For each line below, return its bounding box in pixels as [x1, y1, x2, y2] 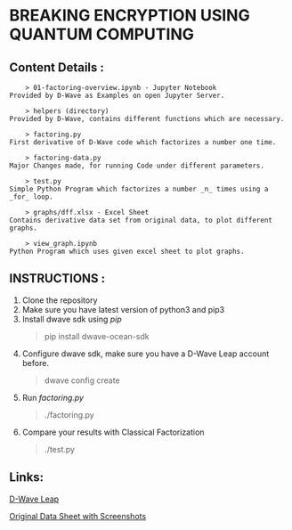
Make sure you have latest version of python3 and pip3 [21, 304, 225, 314]
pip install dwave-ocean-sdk [44, 330, 150, 341]
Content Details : [9, 60, 105, 75]
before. [21, 357, 49, 368]
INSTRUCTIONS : [9, 271, 106, 286]
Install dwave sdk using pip [21, 314, 122, 324]
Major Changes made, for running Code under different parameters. [9, 161, 265, 170]
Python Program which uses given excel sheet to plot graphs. [9, 247, 245, 256]
